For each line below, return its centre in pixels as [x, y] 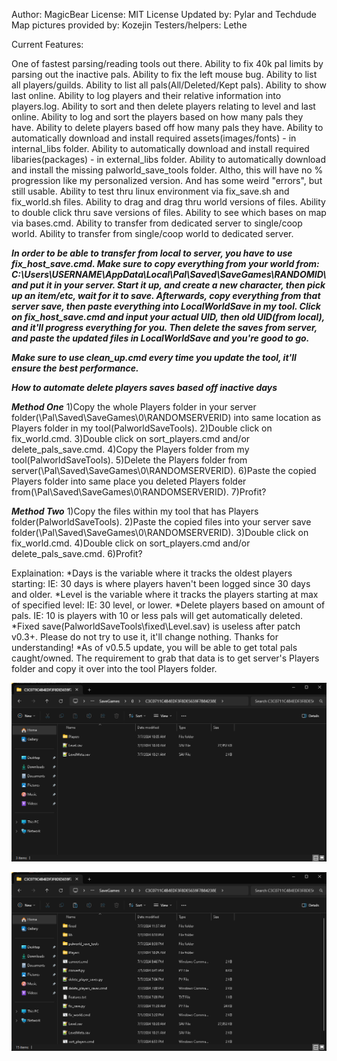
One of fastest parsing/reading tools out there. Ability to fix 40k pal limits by [167, 63]
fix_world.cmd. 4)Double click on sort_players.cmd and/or [131, 543]
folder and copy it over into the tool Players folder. [114, 668]
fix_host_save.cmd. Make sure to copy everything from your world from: [165, 263]
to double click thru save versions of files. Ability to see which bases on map [169, 212]
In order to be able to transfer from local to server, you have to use [152, 253]
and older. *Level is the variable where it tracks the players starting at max [165, 594]
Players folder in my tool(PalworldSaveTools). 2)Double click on [142, 428]
